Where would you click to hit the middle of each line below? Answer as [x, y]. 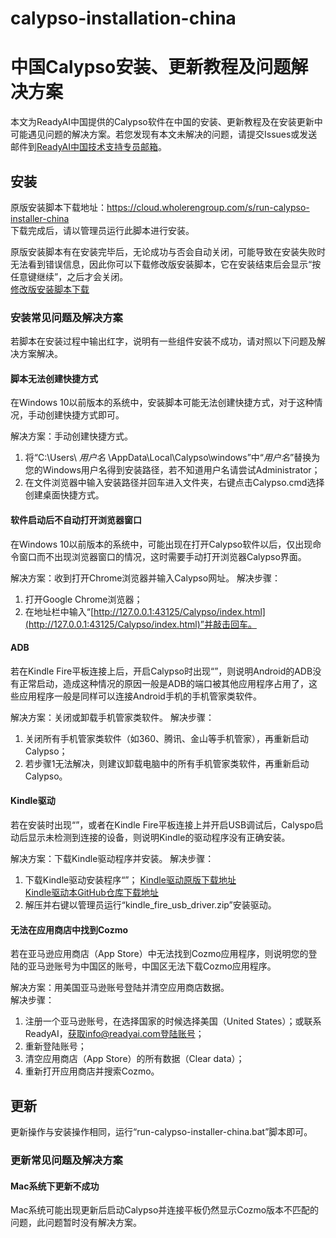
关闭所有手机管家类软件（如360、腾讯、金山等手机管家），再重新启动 [166, 738]
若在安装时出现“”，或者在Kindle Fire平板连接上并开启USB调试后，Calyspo [162, 825]
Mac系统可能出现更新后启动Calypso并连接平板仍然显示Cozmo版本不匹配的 [165, 1210]
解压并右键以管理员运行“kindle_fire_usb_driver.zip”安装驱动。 [150, 905]
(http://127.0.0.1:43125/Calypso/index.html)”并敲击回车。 [140, 624]
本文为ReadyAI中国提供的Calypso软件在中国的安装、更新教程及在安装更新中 [166, 122]
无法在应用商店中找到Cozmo [69, 929]
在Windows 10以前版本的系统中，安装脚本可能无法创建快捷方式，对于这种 [162, 403]
